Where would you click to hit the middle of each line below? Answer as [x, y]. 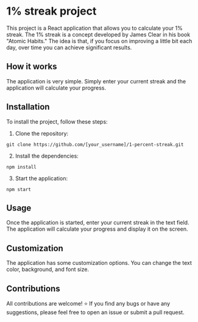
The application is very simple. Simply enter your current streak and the [96, 81]
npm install [21, 167]
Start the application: [41, 178]
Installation [28, 107]
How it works [32, 67]
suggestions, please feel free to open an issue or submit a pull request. [95, 312]
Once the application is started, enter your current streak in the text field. [98, 223]
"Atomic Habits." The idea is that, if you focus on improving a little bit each [99, 41]
